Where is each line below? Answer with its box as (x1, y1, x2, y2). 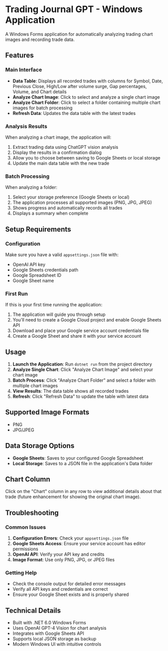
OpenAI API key (12, 261, 46, 267)
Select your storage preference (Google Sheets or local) (12, 194, 130, 200)
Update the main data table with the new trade (12, 160, 110, 166)
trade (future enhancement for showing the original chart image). (5, 494, 141, 500)
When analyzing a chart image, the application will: (5, 134, 111, 140)
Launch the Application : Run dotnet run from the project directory (12, 361, 152, 368)
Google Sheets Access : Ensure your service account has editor (12, 541, 146, 547)
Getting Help (5, 569, 37, 577)
